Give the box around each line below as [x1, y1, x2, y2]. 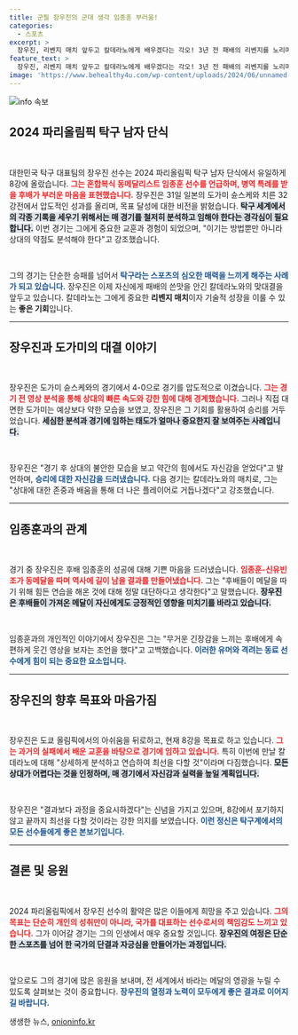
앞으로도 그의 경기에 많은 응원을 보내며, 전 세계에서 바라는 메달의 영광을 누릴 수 [9, 975, 281, 985]
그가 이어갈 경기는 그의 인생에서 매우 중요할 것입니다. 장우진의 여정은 [35, 928, 272, 938]
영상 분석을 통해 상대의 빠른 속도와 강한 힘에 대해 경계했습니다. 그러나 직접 [27, 393, 279, 404]
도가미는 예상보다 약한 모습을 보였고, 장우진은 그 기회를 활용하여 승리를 [25, 405, 270, 415]
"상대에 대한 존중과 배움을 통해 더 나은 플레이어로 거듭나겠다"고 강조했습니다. [9, 485, 275, 495]
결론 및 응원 [9, 863, 69, 879]
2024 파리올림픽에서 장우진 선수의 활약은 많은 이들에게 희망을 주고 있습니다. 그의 [9, 905, 289, 916]
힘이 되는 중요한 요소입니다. [32, 656, 127, 667]
